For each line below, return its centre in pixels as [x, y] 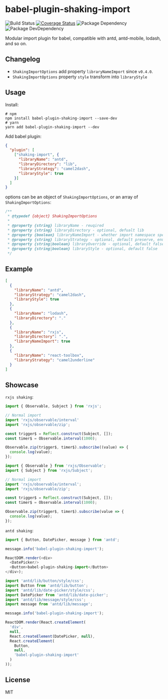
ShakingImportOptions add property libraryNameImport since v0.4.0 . [83, 71]
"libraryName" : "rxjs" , [39, 332]
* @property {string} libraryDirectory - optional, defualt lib [75, 230]
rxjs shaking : [19, 397]
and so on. [16, 43]
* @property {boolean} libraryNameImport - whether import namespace [81, 235]
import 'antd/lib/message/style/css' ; [45, 600]
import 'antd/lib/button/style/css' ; [44, 581]
